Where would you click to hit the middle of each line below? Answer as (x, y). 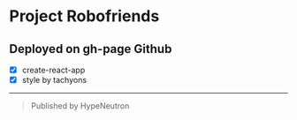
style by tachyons (54, 80)
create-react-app (53, 70)
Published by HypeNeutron (80, 106)
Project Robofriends (84, 16)
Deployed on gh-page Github (91, 49)
